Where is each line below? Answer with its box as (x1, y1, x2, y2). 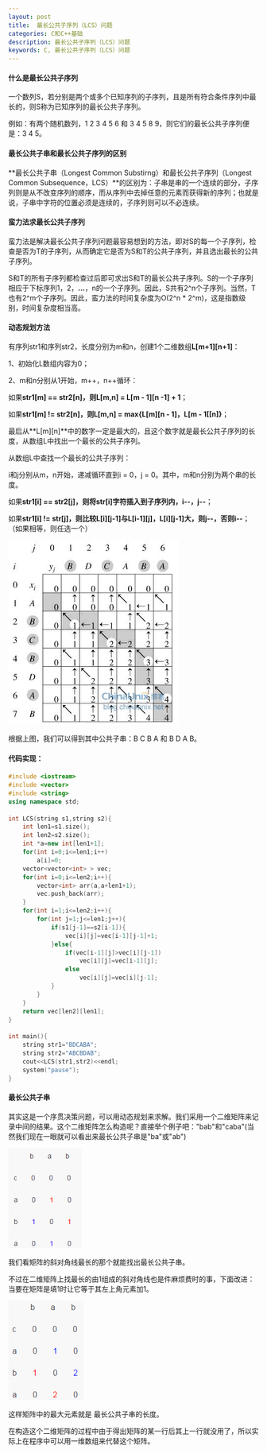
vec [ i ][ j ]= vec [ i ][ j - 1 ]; (79, 974, 158, 982)
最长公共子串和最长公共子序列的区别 (8, 148, 127, 158)
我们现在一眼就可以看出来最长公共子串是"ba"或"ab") (14, 1131, 187, 1141)
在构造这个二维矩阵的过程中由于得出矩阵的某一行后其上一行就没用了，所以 (8, 1426, 252, 1436)
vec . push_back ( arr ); (37, 890, 105, 898)
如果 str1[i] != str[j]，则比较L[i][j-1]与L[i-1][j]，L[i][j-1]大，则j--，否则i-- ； (8, 513, 250, 523)
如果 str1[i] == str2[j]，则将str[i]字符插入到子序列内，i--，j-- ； (8, 497, 213, 506)
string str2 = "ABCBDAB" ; (22, 1049, 102, 1057)
